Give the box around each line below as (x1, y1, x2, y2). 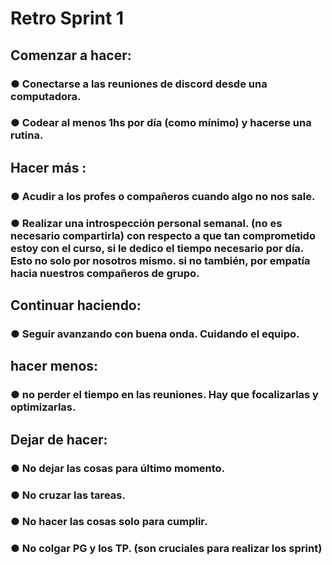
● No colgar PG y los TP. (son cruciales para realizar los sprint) (10, 542, 323, 556)
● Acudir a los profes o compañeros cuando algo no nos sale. (10, 189, 316, 203)
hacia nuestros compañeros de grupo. (10, 266, 200, 280)
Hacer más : (10, 159, 87, 176)
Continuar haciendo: (10, 297, 142, 314)
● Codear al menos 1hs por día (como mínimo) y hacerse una (10, 116, 312, 130)
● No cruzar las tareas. (10, 488, 126, 502)
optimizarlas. (10, 400, 77, 414)
